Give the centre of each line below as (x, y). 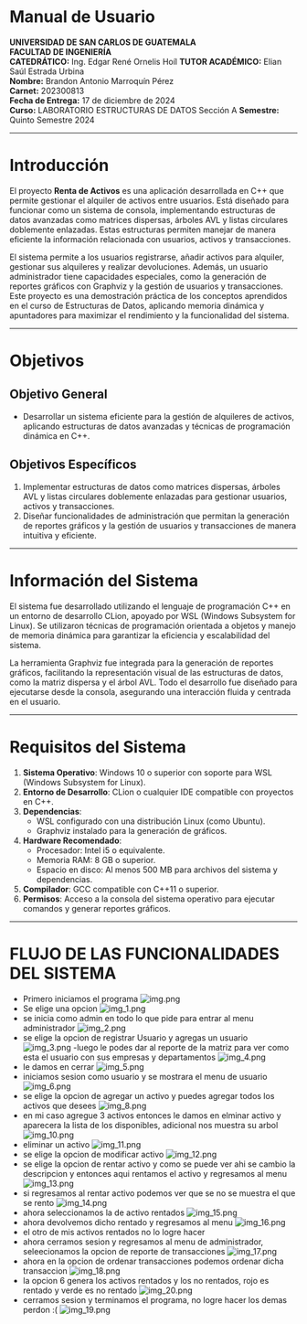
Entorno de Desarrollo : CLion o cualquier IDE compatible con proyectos (158, 792)
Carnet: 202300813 (47, 91)
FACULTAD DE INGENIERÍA (61, 51)
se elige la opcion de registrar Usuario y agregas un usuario (135, 1037)
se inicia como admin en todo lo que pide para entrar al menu (138, 1018)
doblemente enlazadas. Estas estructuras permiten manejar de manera (143, 230)
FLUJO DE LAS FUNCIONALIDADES (145, 954)
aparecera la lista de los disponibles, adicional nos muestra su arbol (150, 1125)
